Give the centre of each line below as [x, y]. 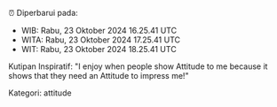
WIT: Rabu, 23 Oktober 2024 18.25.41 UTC [99, 49]
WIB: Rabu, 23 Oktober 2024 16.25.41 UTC [99, 31]
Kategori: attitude [40, 93]
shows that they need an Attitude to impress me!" [99, 76]
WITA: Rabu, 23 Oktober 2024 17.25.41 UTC [101, 40]
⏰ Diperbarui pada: [44, 13]
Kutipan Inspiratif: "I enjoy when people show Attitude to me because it [138, 66]
